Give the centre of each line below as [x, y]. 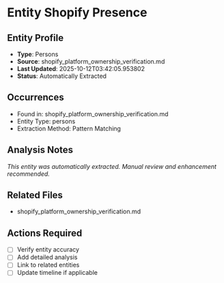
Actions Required [45, 233]
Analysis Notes [40, 150]
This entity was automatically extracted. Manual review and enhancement [112, 166]
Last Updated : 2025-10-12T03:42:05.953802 [81, 69]
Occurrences [36, 97]
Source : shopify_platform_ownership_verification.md [91, 62]
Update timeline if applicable [57, 273]
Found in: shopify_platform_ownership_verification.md [93, 113]
